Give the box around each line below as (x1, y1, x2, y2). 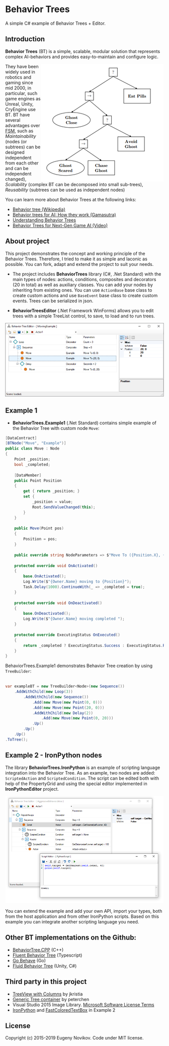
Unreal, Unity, (5, 101, 34, 107)
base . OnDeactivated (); (23, 611, 71, 616)
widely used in (5, 69, 35, 75)
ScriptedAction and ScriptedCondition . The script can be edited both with (5, 775, 159, 781)
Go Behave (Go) (12, 957, 46, 963)
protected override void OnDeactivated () (14, 600, 102, 605)
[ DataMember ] (14, 473, 42, 478)
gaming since (5, 79, 34, 85)
